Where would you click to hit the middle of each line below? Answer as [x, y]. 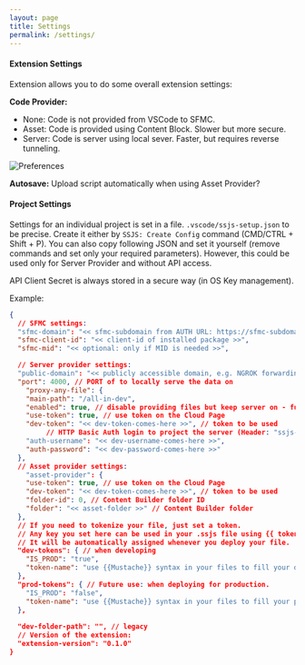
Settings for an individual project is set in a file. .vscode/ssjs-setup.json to [150, 224]
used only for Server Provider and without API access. [111, 263]
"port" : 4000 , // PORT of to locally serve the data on [125, 382]
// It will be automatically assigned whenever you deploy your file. [154, 542]
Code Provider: [39, 102]
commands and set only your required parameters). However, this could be [150, 253]
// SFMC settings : [53, 323]
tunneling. [41, 148]
